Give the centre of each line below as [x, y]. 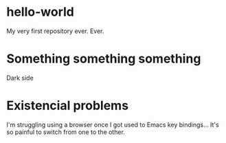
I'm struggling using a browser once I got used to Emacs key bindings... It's [113, 124]
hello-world [41, 12]
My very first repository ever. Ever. [55, 31]
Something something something [104, 59]
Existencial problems [67, 106]
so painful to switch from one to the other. [66, 132]
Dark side [20, 78]
